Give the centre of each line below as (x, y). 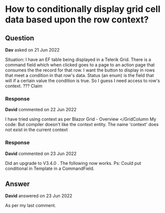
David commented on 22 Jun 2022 (41, 110)
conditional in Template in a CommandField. (50, 168)
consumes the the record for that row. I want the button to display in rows (80, 70)
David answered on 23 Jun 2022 (39, 196)
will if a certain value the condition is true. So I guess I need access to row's (82, 81)
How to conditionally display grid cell (83, 9)
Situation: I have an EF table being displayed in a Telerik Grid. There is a (78, 60)
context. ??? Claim (24, 86)
